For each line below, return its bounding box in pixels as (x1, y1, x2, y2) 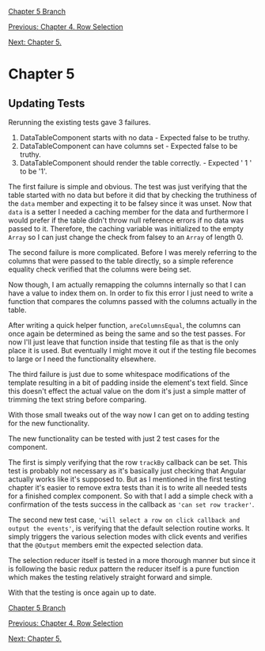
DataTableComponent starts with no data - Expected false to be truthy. (19, 133, 251, 142)
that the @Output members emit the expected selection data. (8, 540, 203, 550)
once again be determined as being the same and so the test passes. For (8, 329, 246, 338)
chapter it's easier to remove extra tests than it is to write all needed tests (8, 483, 248, 492)
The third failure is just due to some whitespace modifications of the (8, 370, 230, 379)
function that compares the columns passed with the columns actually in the (8, 297, 257, 306)
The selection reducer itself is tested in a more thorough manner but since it (8, 556, 256, 565)
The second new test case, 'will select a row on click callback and (8, 515, 240, 524)
